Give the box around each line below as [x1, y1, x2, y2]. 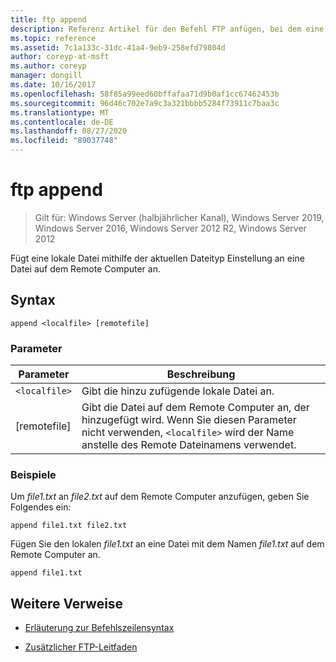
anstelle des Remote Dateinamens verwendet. [81, 438, 297, 452]
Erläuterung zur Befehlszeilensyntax [24, 622, 175, 634]
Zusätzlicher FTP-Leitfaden [24, 641, 138, 653]
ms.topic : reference [10, 33, 97, 43]
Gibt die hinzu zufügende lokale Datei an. [81, 384, 275, 398]
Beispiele [10, 467, 57, 481]
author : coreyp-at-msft [10, 52, 110, 62]
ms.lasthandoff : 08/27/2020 [10, 126, 128, 136]
